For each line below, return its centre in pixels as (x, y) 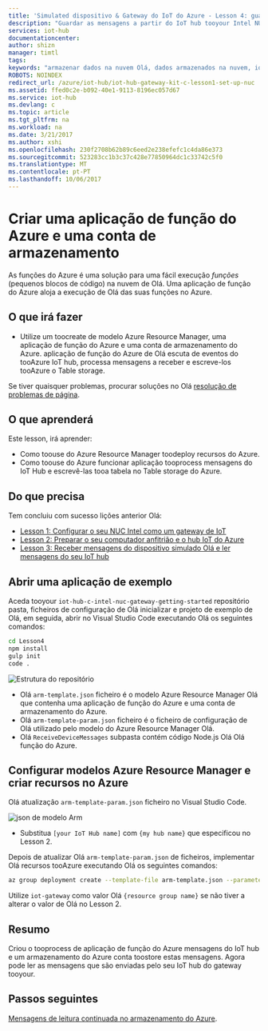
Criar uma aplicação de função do (122, 219)
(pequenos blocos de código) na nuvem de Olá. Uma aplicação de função (130, 283)
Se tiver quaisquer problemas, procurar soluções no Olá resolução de (122, 386)
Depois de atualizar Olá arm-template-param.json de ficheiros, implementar (132, 857)
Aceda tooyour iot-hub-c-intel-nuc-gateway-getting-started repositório (129, 601)
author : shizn (32, 46)
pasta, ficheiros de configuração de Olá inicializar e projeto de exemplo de (131, 609)
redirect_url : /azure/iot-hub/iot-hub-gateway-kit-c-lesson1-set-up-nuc (132, 82)
